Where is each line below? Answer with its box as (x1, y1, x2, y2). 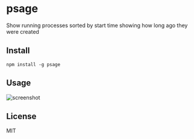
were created (6, 28, 39, 35)
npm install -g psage (6, 61, 61, 67)
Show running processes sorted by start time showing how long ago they (6, 22, 188, 29)
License (6, 111, 37, 122)
